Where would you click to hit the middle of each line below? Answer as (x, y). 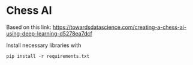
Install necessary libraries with (44, 45)
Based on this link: (29, 27)
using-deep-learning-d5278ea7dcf (49, 33)
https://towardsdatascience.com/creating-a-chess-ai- (120, 27)
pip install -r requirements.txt (48, 56)
